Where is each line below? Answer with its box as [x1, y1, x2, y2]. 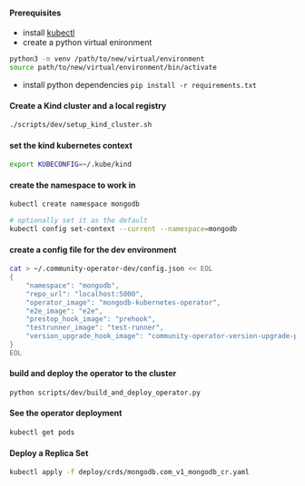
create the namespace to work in [9, 180, 136, 190]
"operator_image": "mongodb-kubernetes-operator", [25, 297, 221, 307]
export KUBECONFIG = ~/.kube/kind [9, 160, 132, 170]
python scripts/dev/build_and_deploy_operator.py [9, 388, 202, 397]
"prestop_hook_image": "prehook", [25, 315, 156, 324]
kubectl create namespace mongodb [9, 199, 141, 209]
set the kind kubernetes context [9, 140, 133, 151]
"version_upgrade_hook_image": [25, 332, 144, 341]
